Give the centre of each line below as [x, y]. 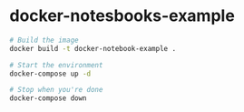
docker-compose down [49, 98]
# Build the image [44, 40]
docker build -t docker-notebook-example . [93, 48]
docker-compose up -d [50, 74]
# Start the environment [56, 65]
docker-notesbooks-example [122, 16]
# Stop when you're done [56, 90]
